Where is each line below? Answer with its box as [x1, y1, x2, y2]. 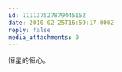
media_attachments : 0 [8, 33, 79, 41]
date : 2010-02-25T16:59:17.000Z [8, 19, 114, 27]
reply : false [8, 26, 51, 34]
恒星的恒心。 [8, 56, 50, 65]
